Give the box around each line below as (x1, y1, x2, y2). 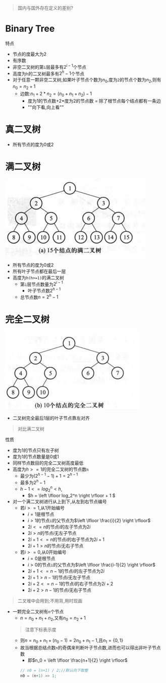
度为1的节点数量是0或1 (12, 454, 60, 460)
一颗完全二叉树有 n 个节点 (12, 609, 64, 615)
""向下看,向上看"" (27, 104, 64, 110)
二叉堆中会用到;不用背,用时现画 (17, 598, 83, 604)
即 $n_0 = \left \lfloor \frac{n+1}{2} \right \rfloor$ (27, 657, 128, 663)
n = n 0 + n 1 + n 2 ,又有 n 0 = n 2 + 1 (20, 615, 86, 622)
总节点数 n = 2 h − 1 (20, 293, 59, 300)
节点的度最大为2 (12, 51, 47, 57)
